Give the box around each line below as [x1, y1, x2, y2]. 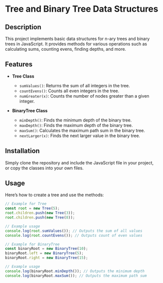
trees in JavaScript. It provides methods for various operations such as [5, 41, 147, 47]
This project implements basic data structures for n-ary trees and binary [5, 36, 150, 41]
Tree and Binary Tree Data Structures [5, 3, 159, 15]
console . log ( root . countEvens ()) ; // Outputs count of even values [5, 233, 143, 238]
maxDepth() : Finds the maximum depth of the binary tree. [19, 122, 133, 128]
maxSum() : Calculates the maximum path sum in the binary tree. [19, 127, 145, 133]
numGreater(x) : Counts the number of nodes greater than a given [19, 93, 149, 99]
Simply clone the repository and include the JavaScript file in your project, [5, 160, 154, 165]
